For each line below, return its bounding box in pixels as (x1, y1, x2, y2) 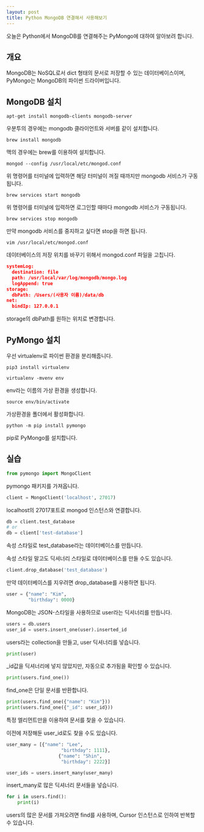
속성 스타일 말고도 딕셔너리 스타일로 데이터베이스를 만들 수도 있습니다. (6, 555, 173, 562)
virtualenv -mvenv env (6, 375, 64, 381)
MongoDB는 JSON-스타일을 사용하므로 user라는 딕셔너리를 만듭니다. (6, 608, 172, 616)
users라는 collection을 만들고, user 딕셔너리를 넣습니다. (6, 638, 140, 646)
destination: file (12, 269, 59, 275)
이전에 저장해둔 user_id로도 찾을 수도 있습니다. (6, 730, 118, 736)
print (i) (17, 800, 40, 806)
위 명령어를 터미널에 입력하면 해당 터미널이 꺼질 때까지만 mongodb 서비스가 (6, 172, 188, 180)
